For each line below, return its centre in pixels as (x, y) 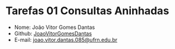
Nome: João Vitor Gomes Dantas (54, 27)
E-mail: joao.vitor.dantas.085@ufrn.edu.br (66, 40)
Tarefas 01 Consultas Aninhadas (87, 11)
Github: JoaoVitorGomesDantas (53, 33)
